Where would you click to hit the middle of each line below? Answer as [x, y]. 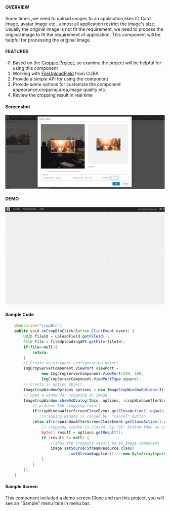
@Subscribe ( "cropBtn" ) [38, 326]
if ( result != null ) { [65, 438]
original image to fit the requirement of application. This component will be [83, 34]
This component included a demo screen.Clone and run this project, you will [85, 498]
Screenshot [18, 107]
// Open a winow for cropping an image [66, 395]
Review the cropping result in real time [53, 95]
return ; [40, 352]
